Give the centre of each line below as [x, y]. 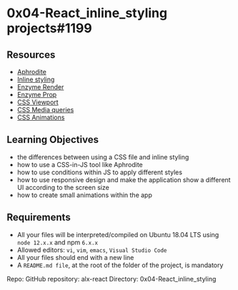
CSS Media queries [45, 110]
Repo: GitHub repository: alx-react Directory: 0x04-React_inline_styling [111, 279]
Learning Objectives [53, 140]
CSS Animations [41, 117]
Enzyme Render [40, 87]
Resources [31, 55]
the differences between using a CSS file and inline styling [103, 157]
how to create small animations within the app [85, 195]
